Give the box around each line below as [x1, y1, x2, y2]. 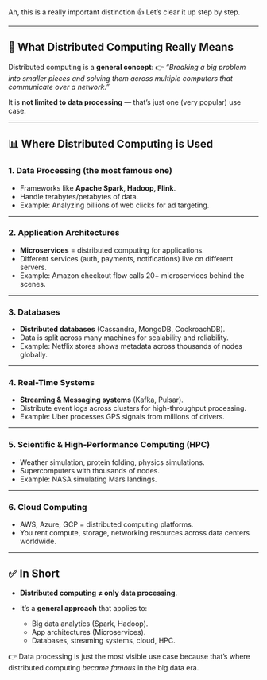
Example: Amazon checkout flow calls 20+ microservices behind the [19, 270, 245, 280]
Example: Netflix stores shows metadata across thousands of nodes [19, 342, 242, 351]
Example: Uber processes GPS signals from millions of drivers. [19, 412, 225, 422]
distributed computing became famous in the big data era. [8, 663, 199, 672]
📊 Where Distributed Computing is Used [8, 137, 214, 151]
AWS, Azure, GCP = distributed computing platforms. [19, 520, 194, 529]
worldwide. [19, 536, 57, 546]
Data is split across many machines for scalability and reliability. [19, 333, 229, 342]
